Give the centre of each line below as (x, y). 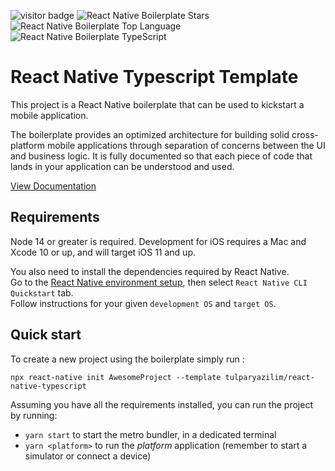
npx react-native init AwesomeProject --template (116, 377)
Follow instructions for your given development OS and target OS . (143, 303)
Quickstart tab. (42, 292)
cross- (305, 134)
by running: (34, 415)
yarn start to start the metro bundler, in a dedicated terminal (150, 434)
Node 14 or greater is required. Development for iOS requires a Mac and (158, 241)
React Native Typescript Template (154, 77)
